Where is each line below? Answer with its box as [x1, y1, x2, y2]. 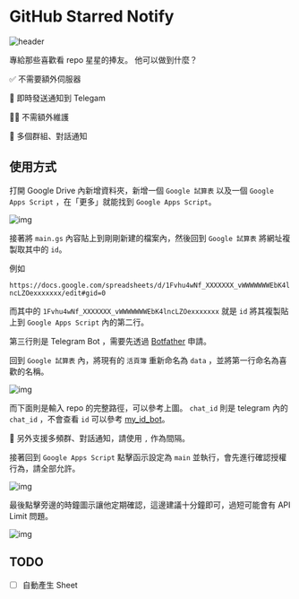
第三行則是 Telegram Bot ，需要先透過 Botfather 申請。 [9, 335, 212, 346]
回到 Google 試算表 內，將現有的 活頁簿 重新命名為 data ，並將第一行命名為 [9, 354, 279, 365]
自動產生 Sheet [21, 579, 78, 590]
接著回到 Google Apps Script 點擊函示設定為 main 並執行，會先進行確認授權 [9, 451, 287, 463]
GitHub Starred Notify [9, 6, 175, 27]
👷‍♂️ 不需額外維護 [9, 111, 70, 122]
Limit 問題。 [9, 510, 54, 521]
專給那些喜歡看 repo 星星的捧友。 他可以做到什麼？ [9, 54, 198, 65]
